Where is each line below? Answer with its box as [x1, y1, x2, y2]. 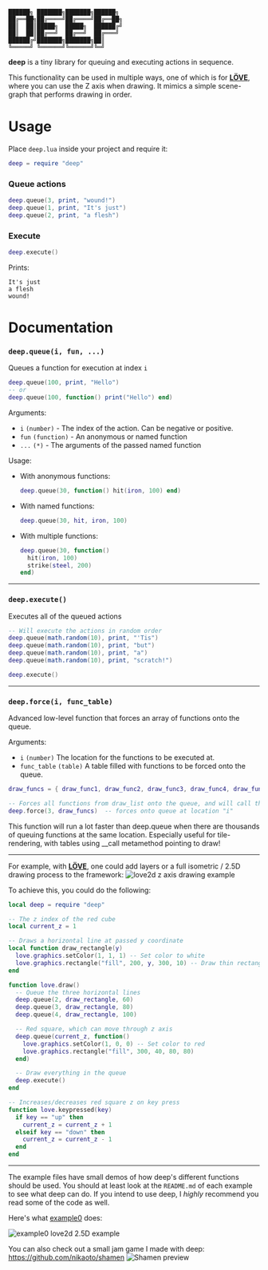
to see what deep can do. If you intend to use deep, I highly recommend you [8, 1189, 259, 1199]
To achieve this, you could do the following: [8, 885, 152, 895]
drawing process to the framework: [8, 869, 124, 879]
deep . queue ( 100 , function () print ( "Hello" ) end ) [8, 394, 173, 402]
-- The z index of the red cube [8, 915, 116, 923]
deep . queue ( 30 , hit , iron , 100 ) [19, 516, 128, 524]
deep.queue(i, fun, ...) [8, 347, 105, 356]
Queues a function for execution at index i [8, 363, 148, 373]
